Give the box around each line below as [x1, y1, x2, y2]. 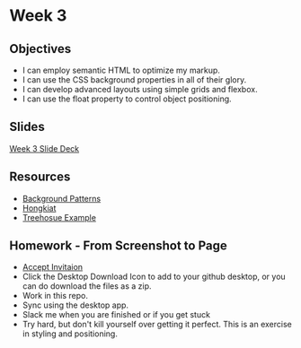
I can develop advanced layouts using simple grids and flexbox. [22, 84, 258, 94]
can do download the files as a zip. [22, 281, 152, 291]
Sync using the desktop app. [22, 300, 128, 310]
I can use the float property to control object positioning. [22, 93, 232, 104]
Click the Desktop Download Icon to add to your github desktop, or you [22, 271, 286, 283]
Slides [9, 119, 45, 135]
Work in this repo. [22, 291, 88, 301]
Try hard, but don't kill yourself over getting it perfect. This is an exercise [22, 319, 292, 330]
